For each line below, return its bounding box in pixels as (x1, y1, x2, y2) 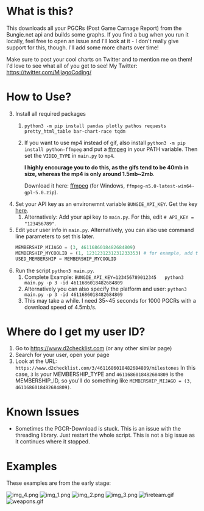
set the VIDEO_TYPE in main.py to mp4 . (24, 152, 115, 159)
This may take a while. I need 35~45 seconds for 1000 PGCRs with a (24, 297, 197, 304)
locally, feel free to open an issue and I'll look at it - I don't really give (6, 37, 179, 44)
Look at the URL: (15, 358, 57, 365)
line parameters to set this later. (15, 233, 94, 240)
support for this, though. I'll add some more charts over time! (6, 44, 160, 51)
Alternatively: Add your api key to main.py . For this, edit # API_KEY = (24, 213, 194, 220)
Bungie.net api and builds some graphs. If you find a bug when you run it (6, 30, 189, 38)
